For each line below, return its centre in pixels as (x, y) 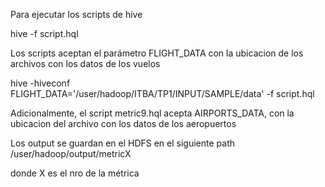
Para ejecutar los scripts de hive (76, 14)
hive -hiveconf (40, 83)
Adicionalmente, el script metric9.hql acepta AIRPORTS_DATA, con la (152, 113)
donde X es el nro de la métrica (75, 173)
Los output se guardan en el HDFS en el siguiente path (123, 143)
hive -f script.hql (44, 33)
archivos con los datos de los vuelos (85, 63)
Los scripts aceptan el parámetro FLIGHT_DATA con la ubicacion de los (157, 53)
